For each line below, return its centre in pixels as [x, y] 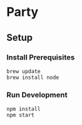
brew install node [33, 77]
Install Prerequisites [41, 57]
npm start [21, 115]
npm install [23, 109]
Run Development [37, 95]
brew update [23, 71]
